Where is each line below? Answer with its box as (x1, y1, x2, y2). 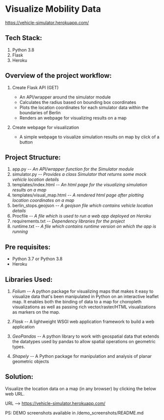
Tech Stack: (5, 34, 43, 42)
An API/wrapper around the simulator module (19, 94, 111, 100)
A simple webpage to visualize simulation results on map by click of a (19, 134, 160, 140)
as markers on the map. (12, 309, 60, 315)
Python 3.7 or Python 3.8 (12, 256, 63, 262)
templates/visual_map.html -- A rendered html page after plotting (12, 192, 144, 198)
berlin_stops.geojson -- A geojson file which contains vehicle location (12, 202, 153, 209)
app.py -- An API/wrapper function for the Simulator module (12, 166, 134, 172)
